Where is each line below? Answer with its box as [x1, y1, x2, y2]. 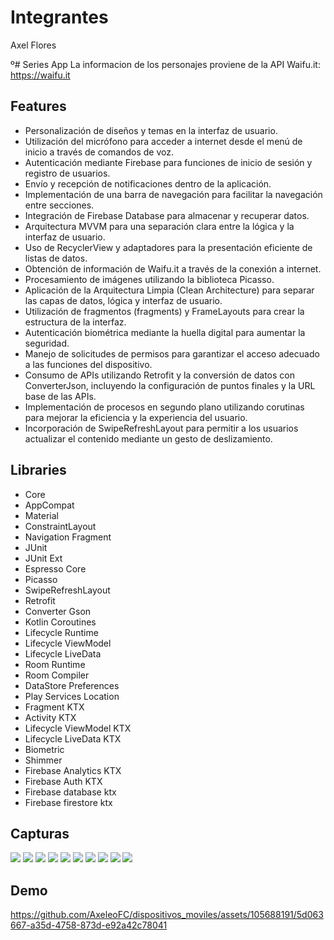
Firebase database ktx [24, 786, 117, 798]
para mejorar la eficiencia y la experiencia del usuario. [24, 411, 248, 423]
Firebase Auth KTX [24, 775, 103, 787]
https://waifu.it [10, 69, 71, 81]
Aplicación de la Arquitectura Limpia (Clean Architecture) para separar [24, 284, 315, 296]
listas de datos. [24, 252, 88, 264]
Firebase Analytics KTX [24, 764, 122, 776]
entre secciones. [24, 199, 95, 211]
